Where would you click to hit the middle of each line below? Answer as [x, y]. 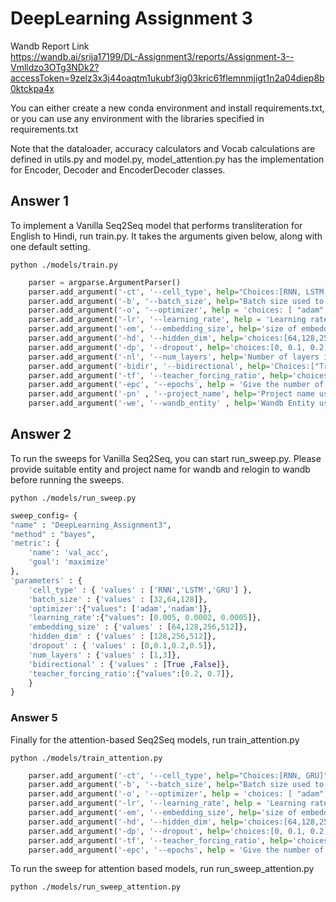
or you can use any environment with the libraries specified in [137, 118]
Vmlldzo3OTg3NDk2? [55, 67]
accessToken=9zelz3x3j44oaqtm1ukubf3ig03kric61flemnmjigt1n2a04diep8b [167, 78]
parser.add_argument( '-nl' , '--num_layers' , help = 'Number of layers [174, 357]
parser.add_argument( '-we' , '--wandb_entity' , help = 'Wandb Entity [171, 403]
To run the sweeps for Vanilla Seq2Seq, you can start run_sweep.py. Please [166, 458]
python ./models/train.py [64, 265]
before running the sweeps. [67, 479]
